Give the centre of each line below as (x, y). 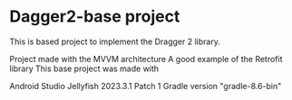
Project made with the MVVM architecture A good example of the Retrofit (146, 59)
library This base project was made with (84, 68)
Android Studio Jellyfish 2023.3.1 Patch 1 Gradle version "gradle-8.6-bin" (146, 86)
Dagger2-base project (95, 17)
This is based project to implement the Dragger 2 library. (115, 41)
